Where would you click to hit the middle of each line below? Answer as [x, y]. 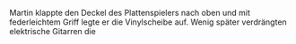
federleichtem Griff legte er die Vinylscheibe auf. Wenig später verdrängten [148, 22]
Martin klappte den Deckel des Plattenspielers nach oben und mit [130, 13]
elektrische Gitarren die [52, 31]
